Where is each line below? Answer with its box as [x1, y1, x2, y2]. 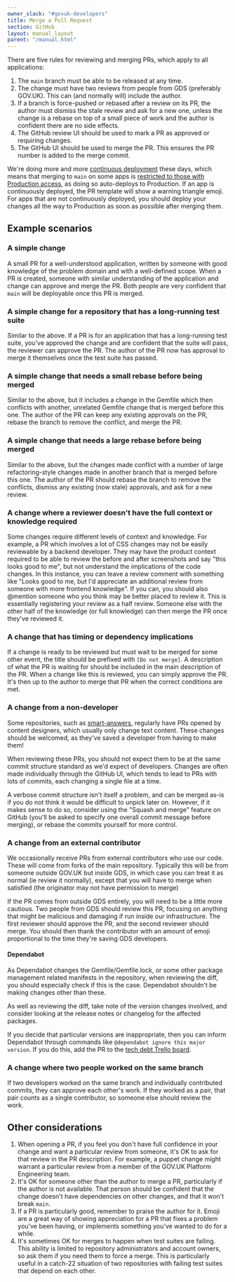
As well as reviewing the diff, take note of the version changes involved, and [7, 1002, 227, 1011]
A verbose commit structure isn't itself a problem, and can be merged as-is [7, 790, 224, 799]
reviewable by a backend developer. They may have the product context [7, 548, 216, 555]
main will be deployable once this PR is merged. [7, 289, 145, 297]
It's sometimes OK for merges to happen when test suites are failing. [17, 1237, 216, 1246]
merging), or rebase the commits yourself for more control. [7, 820, 177, 828]
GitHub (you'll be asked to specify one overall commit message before [7, 813, 211, 821]
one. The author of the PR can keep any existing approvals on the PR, [7, 411, 208, 419]
